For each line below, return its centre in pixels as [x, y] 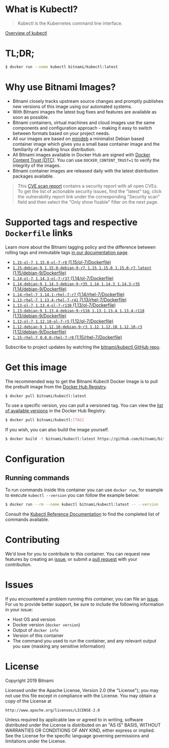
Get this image [36, 367]
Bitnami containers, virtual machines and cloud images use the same [83, 123]
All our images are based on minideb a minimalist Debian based [78, 138]
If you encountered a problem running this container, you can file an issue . [82, 599]
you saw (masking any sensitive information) [59, 646]
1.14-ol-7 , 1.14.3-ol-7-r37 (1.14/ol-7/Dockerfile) [63, 278]
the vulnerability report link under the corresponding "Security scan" [89, 196]
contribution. [18, 564]
